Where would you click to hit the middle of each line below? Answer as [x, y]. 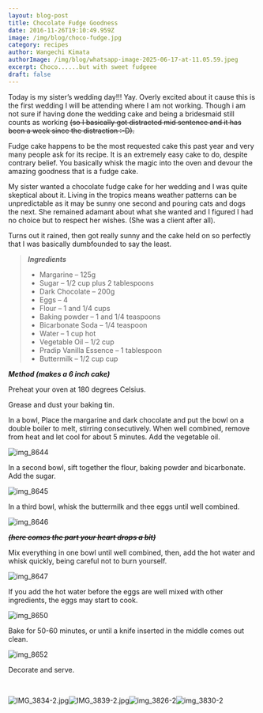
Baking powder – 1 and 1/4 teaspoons [100, 317]
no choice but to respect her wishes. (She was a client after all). [112, 220]
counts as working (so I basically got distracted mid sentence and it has [125, 122]
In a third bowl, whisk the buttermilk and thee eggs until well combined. [124, 506]
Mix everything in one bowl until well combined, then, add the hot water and [131, 552]
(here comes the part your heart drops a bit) [82, 537]
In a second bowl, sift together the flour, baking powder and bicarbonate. [127, 467]
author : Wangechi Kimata [49, 52]
